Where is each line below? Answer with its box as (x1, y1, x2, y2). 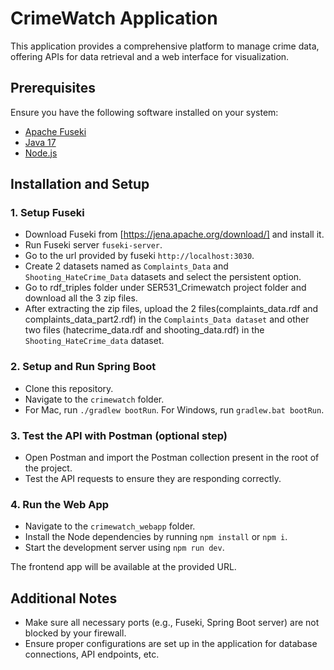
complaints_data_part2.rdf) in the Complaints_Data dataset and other (24, 313, 310, 326)
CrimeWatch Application (10, 7, 218, 30)
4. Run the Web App (10, 497, 110, 511)
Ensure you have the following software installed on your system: (10, 106, 279, 118)
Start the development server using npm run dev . (24, 542, 225, 554)
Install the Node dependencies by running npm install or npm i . (24, 531, 288, 543)
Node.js (24, 147, 58, 159)
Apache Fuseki (24, 125, 87, 137)
